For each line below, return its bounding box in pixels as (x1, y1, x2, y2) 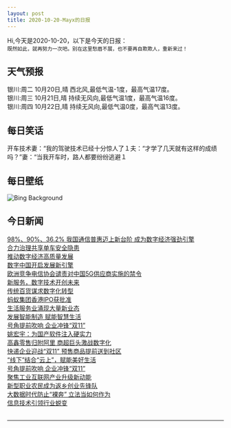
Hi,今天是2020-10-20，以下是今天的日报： (7, 36, 127, 45)
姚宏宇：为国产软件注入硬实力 (7, 329, 91, 338)
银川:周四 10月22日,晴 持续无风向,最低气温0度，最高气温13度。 (7, 103, 184, 111)
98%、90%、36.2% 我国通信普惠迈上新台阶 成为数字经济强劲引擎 (7, 235, 195, 243)
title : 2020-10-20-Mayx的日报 (7, 17, 91, 23)
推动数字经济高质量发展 (7, 252, 74, 261)
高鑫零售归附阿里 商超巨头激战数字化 (7, 338, 111, 347)
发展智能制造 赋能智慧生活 (7, 312, 81, 320)
